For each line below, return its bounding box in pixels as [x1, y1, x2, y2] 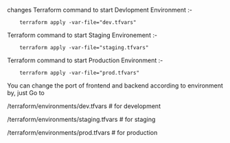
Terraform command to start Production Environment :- [7, 56, 163, 64]
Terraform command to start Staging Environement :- [7, 31, 158, 39]
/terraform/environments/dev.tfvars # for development [7, 102, 161, 110]
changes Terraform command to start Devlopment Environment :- [7, 6, 192, 14]
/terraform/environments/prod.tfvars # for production [7, 129, 158, 136]
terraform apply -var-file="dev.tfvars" [19, 19, 137, 26]
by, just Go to [7, 89, 45, 96]
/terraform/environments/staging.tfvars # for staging [7, 116, 156, 123]
